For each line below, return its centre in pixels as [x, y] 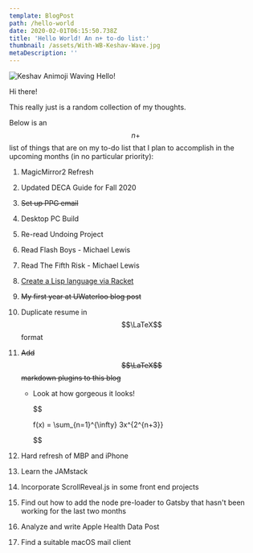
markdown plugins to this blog [71, 378]
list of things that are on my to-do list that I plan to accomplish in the [122, 148]
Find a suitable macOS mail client [76, 542]
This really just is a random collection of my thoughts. [98, 107]
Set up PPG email [49, 203]
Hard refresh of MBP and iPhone [75, 456]
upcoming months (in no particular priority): [82, 156]
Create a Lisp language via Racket [77, 281]
